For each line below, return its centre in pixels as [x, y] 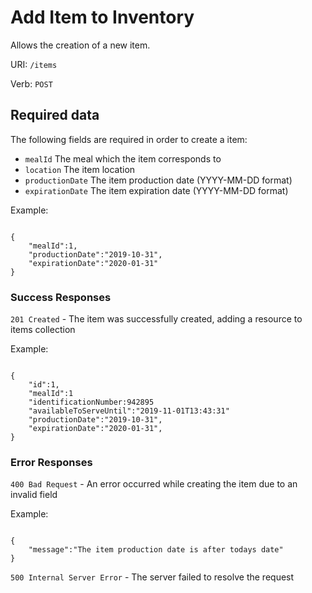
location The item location [80, 169]
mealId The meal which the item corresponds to [123, 158]
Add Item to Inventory [102, 17]
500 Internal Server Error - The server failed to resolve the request [152, 577]
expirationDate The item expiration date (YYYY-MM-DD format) [156, 190]
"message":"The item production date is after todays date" [156, 550]
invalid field [34, 495]
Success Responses [61, 297]
